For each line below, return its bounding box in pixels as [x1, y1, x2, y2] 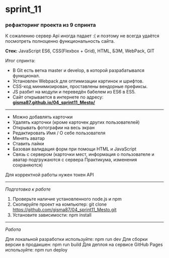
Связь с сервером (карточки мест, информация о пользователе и [12, 151, 154, 157]
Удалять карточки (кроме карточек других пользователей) [12, 119, 140, 125]
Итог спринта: [5, 58, 36, 64]
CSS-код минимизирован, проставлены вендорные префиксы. [12, 83, 148, 90]
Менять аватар [12, 135, 45, 141]
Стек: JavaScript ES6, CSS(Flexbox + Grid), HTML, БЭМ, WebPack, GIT [5, 48, 155, 54]
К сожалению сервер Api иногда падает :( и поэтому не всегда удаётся [5, 33, 159, 39]
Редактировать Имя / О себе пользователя [12, 130, 106, 136]
